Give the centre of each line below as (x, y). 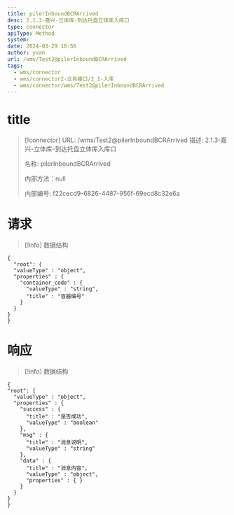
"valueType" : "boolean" (62, 423)
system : (19, 40)
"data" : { (36, 461)
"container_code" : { (51, 283)
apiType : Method (31, 33)
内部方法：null (45, 178)
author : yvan (26, 53)
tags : (15, 66)
